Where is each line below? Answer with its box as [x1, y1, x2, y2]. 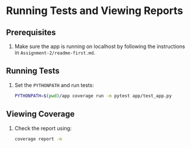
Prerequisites [6, 27, 56, 37]
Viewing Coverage [6, 109, 75, 119]
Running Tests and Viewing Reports [6, 4, 183, 18]
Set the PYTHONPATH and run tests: [14, 81, 95, 88]
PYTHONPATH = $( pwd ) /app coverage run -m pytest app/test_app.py [14, 92, 172, 99]
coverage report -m [14, 136, 62, 142]
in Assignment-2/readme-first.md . [14, 49, 95, 56]
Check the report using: [14, 125, 72, 132]
